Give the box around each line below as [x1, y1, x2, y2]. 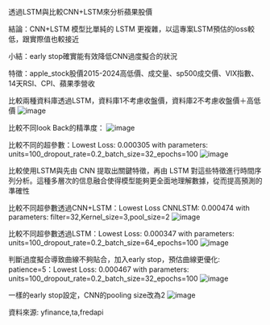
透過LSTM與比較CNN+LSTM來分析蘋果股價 [8, 7, 153, 16]
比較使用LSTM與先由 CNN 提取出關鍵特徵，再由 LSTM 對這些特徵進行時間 [8, 166, 255, 175]
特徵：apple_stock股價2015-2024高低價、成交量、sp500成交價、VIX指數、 [8, 69, 259, 78]
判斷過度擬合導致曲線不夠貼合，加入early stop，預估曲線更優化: [8, 255, 220, 264]
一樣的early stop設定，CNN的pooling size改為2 [8, 290, 165, 300]
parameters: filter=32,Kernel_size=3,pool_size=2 [8, 212, 171, 222]
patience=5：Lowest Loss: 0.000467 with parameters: [8, 265, 189, 274]
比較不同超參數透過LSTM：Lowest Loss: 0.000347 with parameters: [8, 229, 235, 238]
